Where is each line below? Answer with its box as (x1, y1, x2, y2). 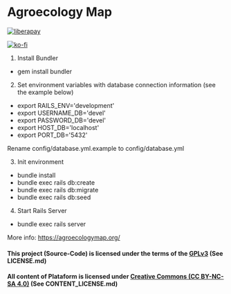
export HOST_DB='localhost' (17, 123, 100, 131)
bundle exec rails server (17, 219, 86, 228)
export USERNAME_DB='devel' (17, 109, 106, 117)
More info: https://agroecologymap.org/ (7, 233, 120, 241)
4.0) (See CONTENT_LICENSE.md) (17, 279, 118, 288)
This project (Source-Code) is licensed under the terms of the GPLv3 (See (7, 249, 223, 257)
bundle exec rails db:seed (17, 193, 91, 201)
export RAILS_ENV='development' (17, 101, 115, 109)
